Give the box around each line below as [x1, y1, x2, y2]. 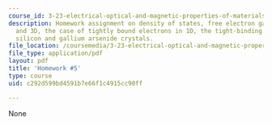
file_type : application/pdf [8, 49, 104, 57]
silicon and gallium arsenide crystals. [15, 34, 154, 43]
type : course [8, 72, 53, 80]
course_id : [8, 11, 45, 20]
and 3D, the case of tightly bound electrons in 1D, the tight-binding [15, 27, 263, 35]
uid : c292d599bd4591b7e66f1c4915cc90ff [8, 79, 143, 87]
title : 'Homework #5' [8, 65, 82, 73]
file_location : [8, 42, 60, 50]
